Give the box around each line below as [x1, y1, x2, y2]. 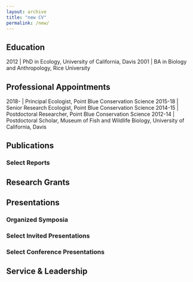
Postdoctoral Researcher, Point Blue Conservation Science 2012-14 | [6, 110, 175, 118]
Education [6, 42, 45, 52]
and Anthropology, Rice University [6, 64, 91, 72]
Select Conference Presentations [6, 247, 105, 256]
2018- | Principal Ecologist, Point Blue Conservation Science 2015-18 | [6, 98, 179, 105]
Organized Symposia [6, 215, 69, 224]
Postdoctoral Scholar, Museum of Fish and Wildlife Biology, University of [6, 117, 185, 124]
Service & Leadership [6, 266, 88, 277]
